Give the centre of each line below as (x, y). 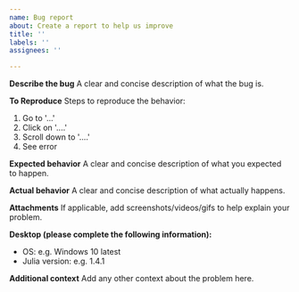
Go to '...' (38, 118)
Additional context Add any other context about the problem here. (132, 279)
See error (40, 147)
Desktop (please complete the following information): (111, 235)
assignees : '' (36, 51)
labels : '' (29, 42)
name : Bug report (42, 17)
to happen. (29, 174)
